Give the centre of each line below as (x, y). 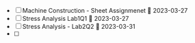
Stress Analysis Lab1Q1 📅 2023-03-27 (76, 18)
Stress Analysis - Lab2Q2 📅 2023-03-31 (79, 27)
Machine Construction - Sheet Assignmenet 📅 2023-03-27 (105, 10)
